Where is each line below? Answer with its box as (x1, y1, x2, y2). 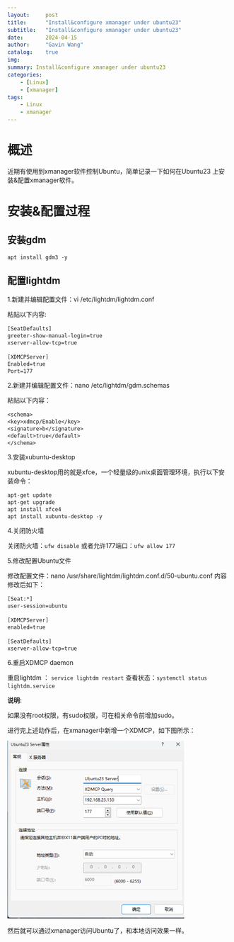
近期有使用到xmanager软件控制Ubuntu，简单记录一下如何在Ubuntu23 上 (7, 167, 219, 175)
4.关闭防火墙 (7, 526, 45, 534)
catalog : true (7, 49, 59, 56)
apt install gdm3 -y (7, 254, 69, 261)
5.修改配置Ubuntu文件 (7, 556, 72, 565)
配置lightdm (7, 275, 61, 287)
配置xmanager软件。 (17, 176, 78, 184)
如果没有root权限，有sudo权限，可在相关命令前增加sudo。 (7, 711, 178, 719)
